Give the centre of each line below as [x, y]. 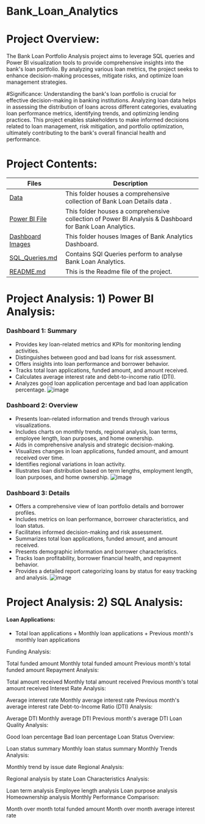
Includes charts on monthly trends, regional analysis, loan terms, [96, 431]
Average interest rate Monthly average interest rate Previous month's [93, 700]
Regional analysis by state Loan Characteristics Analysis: [78, 778]
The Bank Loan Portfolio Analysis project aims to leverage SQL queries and [101, 56]
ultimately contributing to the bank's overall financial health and [86, 133]
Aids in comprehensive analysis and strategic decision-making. [95, 445]
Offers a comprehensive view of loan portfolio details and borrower [99, 506]
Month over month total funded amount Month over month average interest [101, 809]
